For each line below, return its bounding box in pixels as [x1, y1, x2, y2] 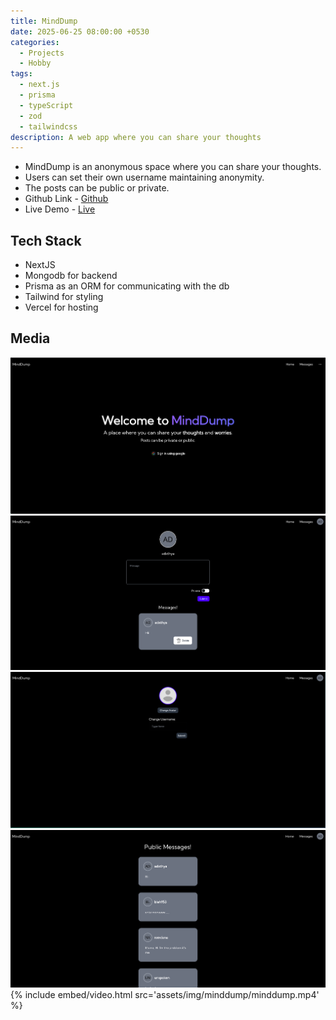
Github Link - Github [24, 193, 109, 205]
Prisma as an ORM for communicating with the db [24, 280, 230, 292]
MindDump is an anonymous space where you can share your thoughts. [24, 161, 322, 173]
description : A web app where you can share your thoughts [10, 132, 262, 142]
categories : [10, 37, 60, 47]
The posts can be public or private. [24, 182, 170, 194]
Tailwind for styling [24, 291, 104, 303]
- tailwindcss [19, 121, 78, 132]
